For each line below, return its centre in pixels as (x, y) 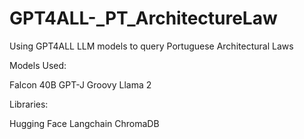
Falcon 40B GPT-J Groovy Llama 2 (80, 84)
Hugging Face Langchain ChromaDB (84, 123)
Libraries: (29, 104)
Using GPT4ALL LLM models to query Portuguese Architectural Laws (151, 46)
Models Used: (38, 65)
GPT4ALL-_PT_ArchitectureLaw (143, 18)
